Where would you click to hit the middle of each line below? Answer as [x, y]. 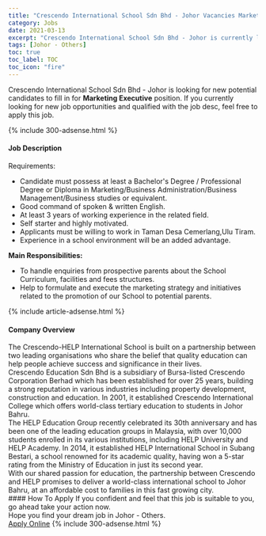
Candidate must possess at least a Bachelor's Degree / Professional [130, 181]
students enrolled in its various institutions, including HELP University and [128, 439]
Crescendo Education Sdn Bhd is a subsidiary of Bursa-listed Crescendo [127, 372]
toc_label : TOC [33, 60]
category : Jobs [33, 23]
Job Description [35, 148]
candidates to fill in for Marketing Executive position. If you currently [121, 98]
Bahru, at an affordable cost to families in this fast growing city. [111, 490]
